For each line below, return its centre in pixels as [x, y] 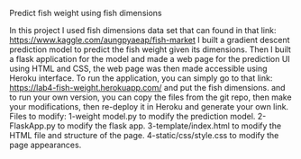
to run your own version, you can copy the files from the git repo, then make [150, 97]
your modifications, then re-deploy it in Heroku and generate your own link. [149, 106]
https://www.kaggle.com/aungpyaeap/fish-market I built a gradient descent [150, 40]
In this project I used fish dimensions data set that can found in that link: [143, 30]
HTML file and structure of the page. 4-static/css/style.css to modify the [144, 135]
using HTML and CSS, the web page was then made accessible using [138, 68]
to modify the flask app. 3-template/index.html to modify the [169, 126]
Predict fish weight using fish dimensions [86, 13]
